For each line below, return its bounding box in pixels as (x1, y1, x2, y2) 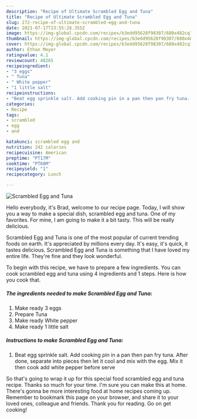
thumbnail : (6, 36, 33, 42)
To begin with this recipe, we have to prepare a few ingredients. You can (6, 264, 181, 271)
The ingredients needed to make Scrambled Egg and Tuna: (6, 290, 152, 297)
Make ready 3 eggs (14, 304, 62, 311)
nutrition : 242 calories (6, 144, 67, 150)
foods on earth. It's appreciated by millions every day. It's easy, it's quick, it (6, 241, 188, 247)
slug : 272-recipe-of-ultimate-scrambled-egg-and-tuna (6, 19, 141, 25)
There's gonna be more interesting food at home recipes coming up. (6, 387, 171, 394)
